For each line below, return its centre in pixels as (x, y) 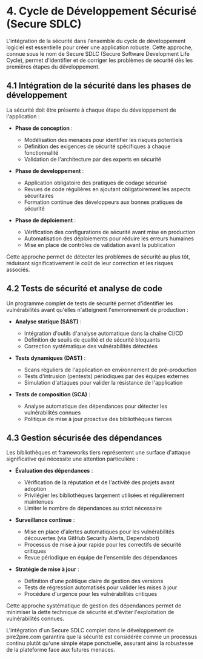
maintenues (39, 502)
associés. (18, 269)
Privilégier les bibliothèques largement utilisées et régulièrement (104, 495)
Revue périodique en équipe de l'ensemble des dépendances (101, 558)
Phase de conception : (44, 128)
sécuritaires (39, 195)
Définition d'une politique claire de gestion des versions (94, 581)
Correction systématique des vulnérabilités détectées (91, 346)
